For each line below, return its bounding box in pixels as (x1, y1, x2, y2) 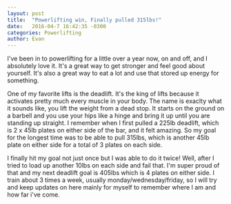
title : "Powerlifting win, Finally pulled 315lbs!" (7, 16, 162, 23)
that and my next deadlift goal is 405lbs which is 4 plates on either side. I (7, 169, 215, 177)
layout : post (7, 10, 45, 17)
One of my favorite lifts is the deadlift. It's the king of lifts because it (7, 90, 199, 98)
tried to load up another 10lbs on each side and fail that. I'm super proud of (7, 161, 220, 170)
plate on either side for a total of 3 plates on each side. (7, 141, 163, 149)
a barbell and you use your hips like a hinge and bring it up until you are (7, 111, 210, 120)
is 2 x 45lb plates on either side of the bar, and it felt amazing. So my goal (7, 126, 217, 135)
